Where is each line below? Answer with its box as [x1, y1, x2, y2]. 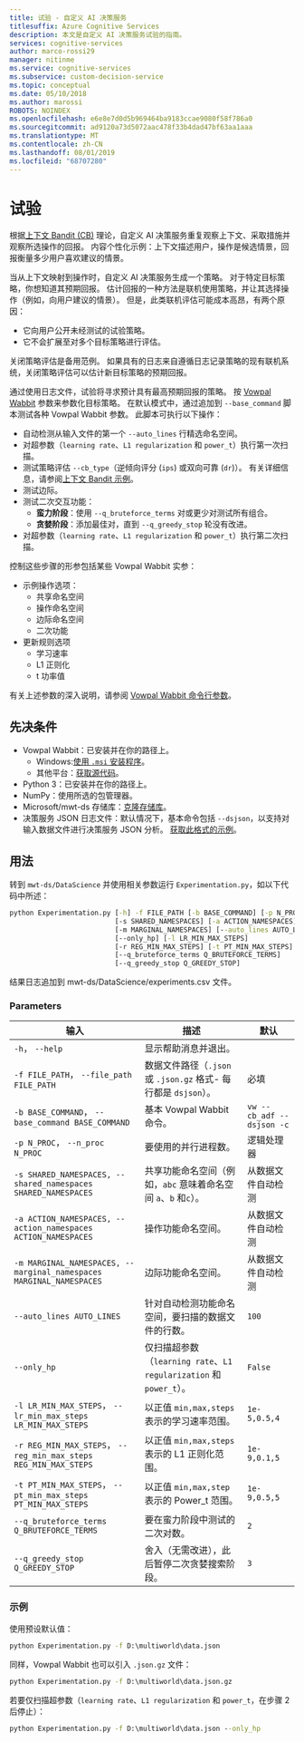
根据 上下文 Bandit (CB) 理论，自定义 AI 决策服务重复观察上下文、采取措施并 [9, 230, 291, 241]
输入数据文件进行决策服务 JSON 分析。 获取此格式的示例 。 [22, 824, 242, 835]
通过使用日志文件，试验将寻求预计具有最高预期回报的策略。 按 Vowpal [9, 386, 271, 397]
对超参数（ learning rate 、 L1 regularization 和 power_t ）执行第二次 [22, 530, 280, 541]
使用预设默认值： [9, 1623, 73, 1634]
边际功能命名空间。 [144, 1266, 227, 1279]
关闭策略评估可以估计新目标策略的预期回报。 [24, 367, 192, 378]
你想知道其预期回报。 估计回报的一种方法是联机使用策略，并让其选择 [24, 283, 281, 295]
